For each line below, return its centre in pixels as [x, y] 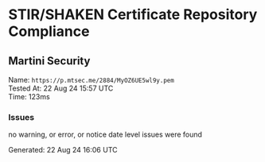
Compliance [49, 31]
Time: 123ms [29, 96]
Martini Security [49, 61]
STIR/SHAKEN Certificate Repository [133, 15]
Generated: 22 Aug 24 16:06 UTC [63, 150]
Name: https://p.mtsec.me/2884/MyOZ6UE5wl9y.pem [92, 80]
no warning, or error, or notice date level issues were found [105, 135]
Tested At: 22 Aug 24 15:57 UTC [61, 88]
